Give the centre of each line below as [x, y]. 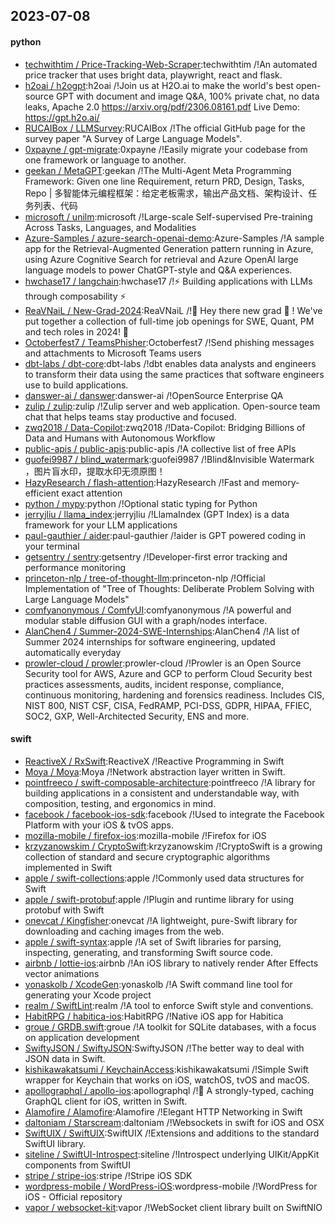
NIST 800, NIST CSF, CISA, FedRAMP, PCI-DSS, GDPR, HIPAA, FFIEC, [168, 705]
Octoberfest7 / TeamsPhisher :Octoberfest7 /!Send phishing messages [169, 342]
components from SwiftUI [78, 1165]
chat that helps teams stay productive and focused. [130, 416]
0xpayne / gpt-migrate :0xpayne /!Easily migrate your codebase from [166, 149]
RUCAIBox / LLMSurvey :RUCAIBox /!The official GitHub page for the [165, 128]
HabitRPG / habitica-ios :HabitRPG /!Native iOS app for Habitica [154, 1016]
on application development [82, 1037]
